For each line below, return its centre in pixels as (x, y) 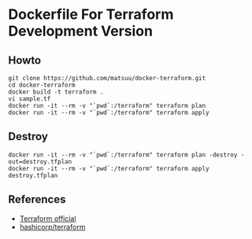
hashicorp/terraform (52, 226)
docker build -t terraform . (56, 92)
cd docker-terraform (42, 85)
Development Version (81, 31)
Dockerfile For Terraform (91, 15)
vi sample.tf (30, 99)
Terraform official (48, 219)
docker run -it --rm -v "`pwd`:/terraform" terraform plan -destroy (123, 155)
